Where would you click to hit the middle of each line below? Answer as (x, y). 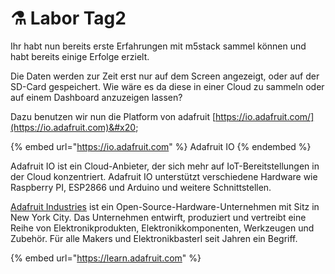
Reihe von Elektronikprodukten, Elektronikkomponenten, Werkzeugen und (162, 228)
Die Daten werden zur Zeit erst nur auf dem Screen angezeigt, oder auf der (165, 76)
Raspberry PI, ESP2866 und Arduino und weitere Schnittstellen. (141, 187)
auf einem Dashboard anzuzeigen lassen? (96, 97)
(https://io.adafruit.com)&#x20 (73, 127)
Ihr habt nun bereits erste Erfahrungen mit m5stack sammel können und (158, 46)
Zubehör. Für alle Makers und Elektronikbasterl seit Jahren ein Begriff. (154, 238)
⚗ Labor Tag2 (68, 18)
